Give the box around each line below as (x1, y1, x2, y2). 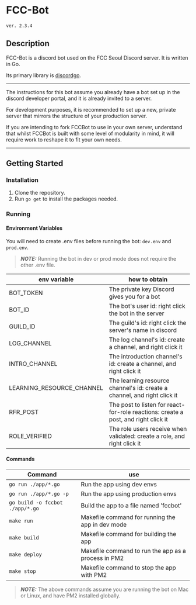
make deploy (9, 551, 43, 558)
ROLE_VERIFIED (9, 432, 52, 440)
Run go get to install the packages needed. (14, 195, 118, 202)
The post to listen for (108, 400, 166, 409)
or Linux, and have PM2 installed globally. (20, 592, 121, 599)
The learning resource (108, 376, 170, 385)
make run (9, 517, 33, 524)
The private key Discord (108, 285, 174, 293)
